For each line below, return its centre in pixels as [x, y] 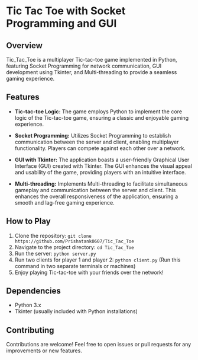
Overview [25, 45]
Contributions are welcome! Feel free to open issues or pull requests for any [99, 345]
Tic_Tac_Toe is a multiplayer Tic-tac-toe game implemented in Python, [92, 60]
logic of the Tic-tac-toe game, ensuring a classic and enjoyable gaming [102, 117]
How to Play [29, 222]
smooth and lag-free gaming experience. [64, 202]
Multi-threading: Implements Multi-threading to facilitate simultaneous [101, 184]
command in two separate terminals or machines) [75, 266]
